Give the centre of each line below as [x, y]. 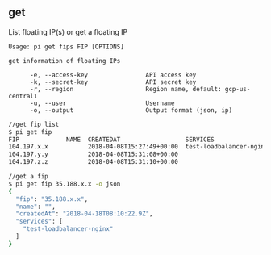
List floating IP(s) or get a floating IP [68, 31]
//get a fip [28, 177]
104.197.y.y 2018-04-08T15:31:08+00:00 [94, 155]
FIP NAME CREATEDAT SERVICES [112, 140]
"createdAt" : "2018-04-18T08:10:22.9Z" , [84, 214]
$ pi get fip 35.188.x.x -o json [65, 184]
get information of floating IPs [65, 61]
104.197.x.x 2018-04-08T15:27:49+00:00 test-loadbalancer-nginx [138, 147]
